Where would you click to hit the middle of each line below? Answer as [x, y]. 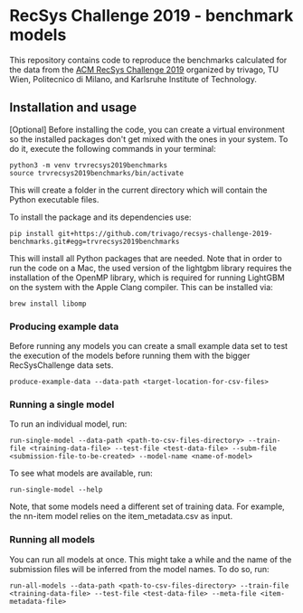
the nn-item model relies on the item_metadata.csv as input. [121, 516]
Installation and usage [73, 108]
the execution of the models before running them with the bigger [130, 356]
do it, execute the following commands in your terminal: [113, 148]
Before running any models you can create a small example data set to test [148, 346]
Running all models [52, 540]
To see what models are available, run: [81, 473]
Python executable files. [54, 199]
